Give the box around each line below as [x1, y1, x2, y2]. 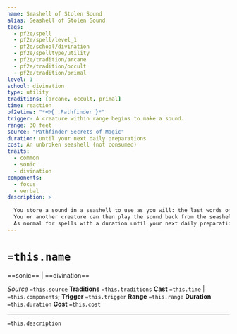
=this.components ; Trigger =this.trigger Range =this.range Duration [7, 292, 212, 300]
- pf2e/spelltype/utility [13, 50, 90, 57]
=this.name [7, 250, 71, 264]
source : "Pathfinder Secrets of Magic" [7, 128, 125, 135]
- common [13, 154, 39, 162]
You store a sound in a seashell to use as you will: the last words [13, 207, 222, 214]
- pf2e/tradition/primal [13, 69, 87, 76]
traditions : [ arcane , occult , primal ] [7, 96, 121, 103]
